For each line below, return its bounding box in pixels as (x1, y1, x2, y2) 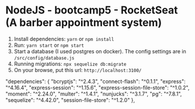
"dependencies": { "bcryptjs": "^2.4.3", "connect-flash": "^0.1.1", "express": (5, 77, 186, 85)
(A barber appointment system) (5, 16, 162, 29)
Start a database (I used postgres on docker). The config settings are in (13, 47, 186, 54)
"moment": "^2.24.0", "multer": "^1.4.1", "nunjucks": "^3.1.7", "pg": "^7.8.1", (5, 90, 182, 97)
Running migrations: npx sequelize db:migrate (13, 60, 127, 67)
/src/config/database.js (13, 55, 75, 61)
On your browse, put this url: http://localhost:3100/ (13, 66, 142, 73)
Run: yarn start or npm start (13, 42, 84, 49)
